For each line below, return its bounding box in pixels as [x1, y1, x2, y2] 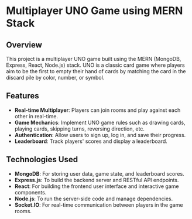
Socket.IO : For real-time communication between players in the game [14, 201, 183, 208]
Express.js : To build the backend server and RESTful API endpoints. [14, 176, 179, 183]
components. [14, 189, 47, 196]
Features [6, 91, 39, 101]
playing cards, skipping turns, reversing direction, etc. [14, 125, 145, 132]
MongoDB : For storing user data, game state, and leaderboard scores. [14, 170, 184, 177]
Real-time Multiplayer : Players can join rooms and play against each [14, 107, 181, 114]
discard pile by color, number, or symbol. [6, 74, 105, 81]
